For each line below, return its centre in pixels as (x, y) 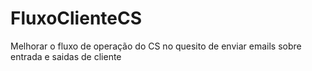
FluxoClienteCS (76, 18)
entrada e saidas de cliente (66, 56)
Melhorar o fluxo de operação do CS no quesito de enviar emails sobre (156, 46)
